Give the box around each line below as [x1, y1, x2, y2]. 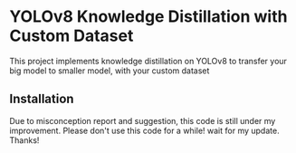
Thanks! [9, 134, 40, 146]
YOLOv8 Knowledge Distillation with [9, 6, 288, 27]
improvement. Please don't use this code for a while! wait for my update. [9, 125, 280, 136]
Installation [9, 91, 74, 107]
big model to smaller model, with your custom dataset [9, 65, 210, 76]
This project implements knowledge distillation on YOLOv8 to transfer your [9, 55, 288, 66]
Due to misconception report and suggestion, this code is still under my [9, 115, 276, 126]
